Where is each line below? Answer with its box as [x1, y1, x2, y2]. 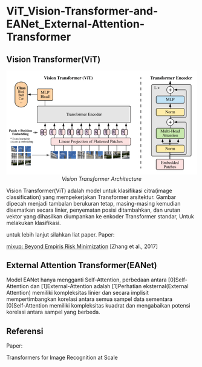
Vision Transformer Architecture [61, 175, 142, 183]
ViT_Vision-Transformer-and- [6, 4, 158, 18]
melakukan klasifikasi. [6, 219, 62, 226]
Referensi [6, 326, 44, 336]
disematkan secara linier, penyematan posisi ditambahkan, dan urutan [6, 206, 181, 214]
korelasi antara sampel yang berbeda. [6, 308, 101, 316]
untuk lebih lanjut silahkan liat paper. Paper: [6, 231, 115, 238]
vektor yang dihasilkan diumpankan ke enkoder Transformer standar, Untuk [6, 212, 195, 220]
